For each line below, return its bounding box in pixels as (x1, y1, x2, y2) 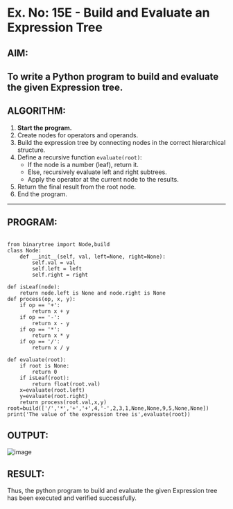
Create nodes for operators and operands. (17, 130, 139, 139)
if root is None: (19, 362, 70, 369)
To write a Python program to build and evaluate (7, 71, 219, 83)
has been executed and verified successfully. (7, 494, 137, 502)
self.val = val (32, 259, 76, 266)
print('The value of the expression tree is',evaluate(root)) (7, 411, 191, 417)
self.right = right (32, 271, 89, 278)
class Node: (7, 247, 42, 254)
